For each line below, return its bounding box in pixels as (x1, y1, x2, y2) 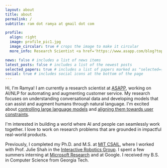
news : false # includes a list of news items (5, 58, 101, 63)
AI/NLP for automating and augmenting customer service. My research (5, 90, 151, 96)
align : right (9, 35, 37, 40)
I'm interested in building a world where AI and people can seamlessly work (5, 121, 160, 127)
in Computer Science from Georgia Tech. (5, 157, 89, 163)
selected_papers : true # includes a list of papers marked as (5, 67, 137, 72)
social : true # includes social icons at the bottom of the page (5, 72, 143, 77)
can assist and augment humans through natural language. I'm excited (5, 101, 149, 107)
